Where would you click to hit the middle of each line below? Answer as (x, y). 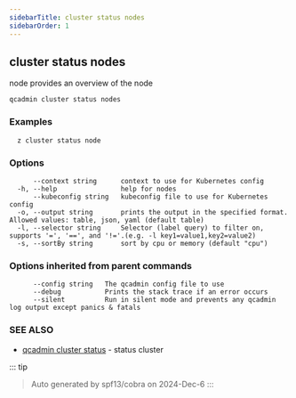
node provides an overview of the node (81, 83)
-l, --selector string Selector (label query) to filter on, (141, 228)
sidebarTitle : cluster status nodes (77, 17)
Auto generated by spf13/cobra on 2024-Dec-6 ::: (122, 384)
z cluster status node (59, 140)
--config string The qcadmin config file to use (128, 284)
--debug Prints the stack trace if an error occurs (150, 292)
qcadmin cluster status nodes (65, 100)
